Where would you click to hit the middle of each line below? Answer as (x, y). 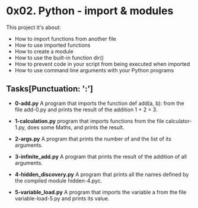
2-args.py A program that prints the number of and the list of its (93, 139)
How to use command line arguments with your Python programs (94, 70)
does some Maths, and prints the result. (76, 127)
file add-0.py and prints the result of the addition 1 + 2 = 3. (86, 109)
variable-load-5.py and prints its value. (62, 198)
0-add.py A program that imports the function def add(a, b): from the (100, 103)
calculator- (178, 121)
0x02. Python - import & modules (90, 11)
